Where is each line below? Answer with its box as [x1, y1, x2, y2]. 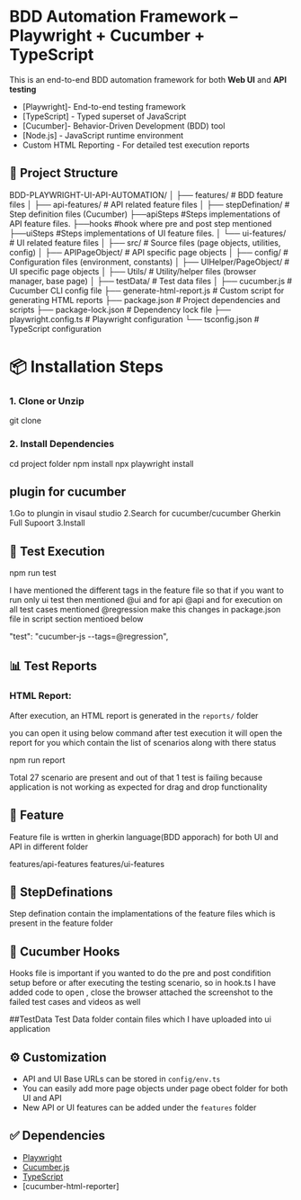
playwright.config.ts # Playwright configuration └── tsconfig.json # [9, 313, 260, 325]
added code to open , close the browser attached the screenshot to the [9, 987, 274, 998]
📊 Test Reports [9, 658, 97, 674]
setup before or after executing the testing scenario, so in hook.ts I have [9, 978, 277, 989]
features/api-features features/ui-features [9, 858, 164, 869]
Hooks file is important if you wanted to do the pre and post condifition [9, 968, 271, 979]
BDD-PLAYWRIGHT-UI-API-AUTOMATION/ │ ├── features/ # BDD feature [9, 189, 284, 200]
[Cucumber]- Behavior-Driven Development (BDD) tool [22, 120, 226, 131]
